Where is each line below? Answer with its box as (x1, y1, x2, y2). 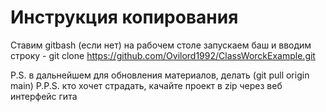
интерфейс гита (10, 90, 78, 102)
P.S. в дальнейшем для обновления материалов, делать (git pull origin (10, 69, 310, 81)
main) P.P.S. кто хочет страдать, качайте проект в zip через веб (10, 79, 283, 91)
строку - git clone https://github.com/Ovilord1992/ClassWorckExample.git (10, 49, 316, 61)
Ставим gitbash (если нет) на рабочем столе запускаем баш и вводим (10, 39, 312, 51)
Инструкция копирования (10, 6, 239, 29)
